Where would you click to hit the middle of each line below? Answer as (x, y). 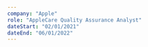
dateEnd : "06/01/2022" (40, 33)
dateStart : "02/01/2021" (43, 26)
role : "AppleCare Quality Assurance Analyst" (74, 20)
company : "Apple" (32, 13)
